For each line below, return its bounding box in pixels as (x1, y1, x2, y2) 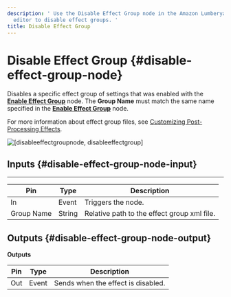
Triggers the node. (85, 197, 144, 207)
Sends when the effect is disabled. (54, 278, 166, 287)
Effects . (40, 125, 63, 133)
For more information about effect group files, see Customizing (7, 118, 186, 126)
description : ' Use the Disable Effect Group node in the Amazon (7, 10, 198, 17)
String (58, 209, 78, 219)
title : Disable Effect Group (7, 23, 91, 30)
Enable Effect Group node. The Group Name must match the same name (7, 97, 214, 105)
